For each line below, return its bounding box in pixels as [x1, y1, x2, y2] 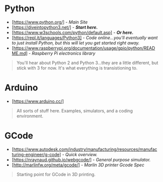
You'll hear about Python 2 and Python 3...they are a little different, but [16, 60, 159, 66]
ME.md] [11, 50, 28, 56]
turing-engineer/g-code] [11, 151, 61, 157]
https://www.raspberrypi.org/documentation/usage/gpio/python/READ [13, 45, 156, 51]
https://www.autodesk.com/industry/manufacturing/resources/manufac [13, 146, 157, 152]
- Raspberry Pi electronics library [28, 50, 96, 56]
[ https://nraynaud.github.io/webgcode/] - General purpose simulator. [11, 157, 151, 162]
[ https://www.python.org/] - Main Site [11, 19, 88, 25]
